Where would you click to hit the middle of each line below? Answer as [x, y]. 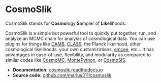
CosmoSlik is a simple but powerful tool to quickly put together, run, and [81, 33]
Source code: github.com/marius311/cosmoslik [62, 75]
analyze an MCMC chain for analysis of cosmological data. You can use [80, 38]
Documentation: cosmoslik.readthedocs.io [58, 70]
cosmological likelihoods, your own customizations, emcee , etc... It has [80, 49]
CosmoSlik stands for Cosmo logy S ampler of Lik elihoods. [66, 23]
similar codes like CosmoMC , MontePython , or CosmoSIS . [66, 60]
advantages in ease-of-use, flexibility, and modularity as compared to [78, 55]
